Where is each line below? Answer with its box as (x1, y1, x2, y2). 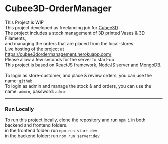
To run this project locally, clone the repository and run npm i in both (5, 117, 146, 123)
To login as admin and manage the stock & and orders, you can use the (5, 83, 151, 89)
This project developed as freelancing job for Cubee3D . (5, 24, 121, 30)
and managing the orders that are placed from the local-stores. (5, 40, 135, 46)
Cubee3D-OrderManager (5, 3, 112, 14)
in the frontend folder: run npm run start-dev (5, 128, 97, 134)
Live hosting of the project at (5, 46, 64, 52)
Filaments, (5, 35, 26, 41)
